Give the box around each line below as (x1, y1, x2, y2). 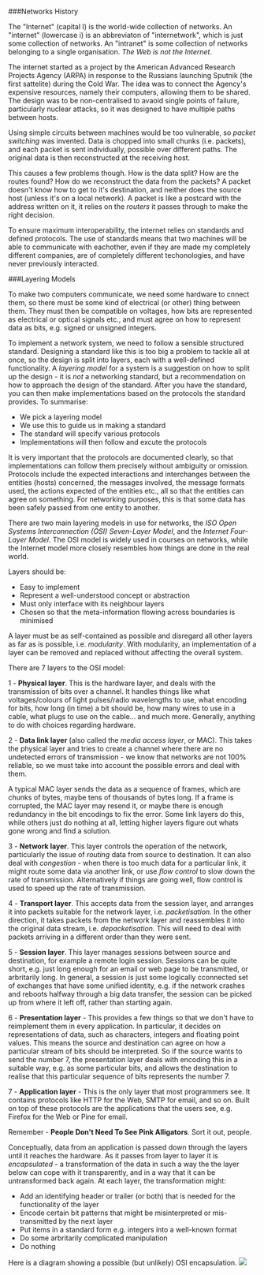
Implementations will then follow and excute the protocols (19, 438, 207, 446)
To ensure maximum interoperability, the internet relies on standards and (8, 226, 244, 235)
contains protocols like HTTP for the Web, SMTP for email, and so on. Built (8, 1095, 250, 1105)
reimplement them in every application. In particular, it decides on (8, 1021, 221, 1031)
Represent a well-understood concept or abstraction (19, 591, 191, 600)
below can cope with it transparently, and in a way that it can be (8, 1168, 216, 1177)
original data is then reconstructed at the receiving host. (8, 153, 191, 162)
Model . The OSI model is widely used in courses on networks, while (28, 535, 248, 544)
